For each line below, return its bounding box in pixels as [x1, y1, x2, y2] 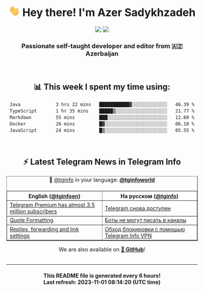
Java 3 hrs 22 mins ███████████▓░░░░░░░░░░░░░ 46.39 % [9, 102, 195, 108]
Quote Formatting [10, 217, 53, 224]
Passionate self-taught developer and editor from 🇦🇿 [21, 41, 183, 50]
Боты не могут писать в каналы [104, 217, 187, 224]
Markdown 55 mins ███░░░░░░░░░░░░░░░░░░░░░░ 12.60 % [9, 114, 195, 121]
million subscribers [10, 208, 58, 215]
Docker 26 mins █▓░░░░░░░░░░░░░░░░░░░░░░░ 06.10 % [9, 121, 195, 127]
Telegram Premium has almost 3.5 [10, 202, 95, 209]
